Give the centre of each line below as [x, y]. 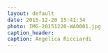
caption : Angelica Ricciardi [49, 39]
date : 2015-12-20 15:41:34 [46, 20]
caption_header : [31, 33]
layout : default [31, 13]
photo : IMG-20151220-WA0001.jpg [54, 26]
